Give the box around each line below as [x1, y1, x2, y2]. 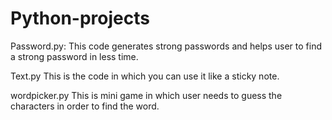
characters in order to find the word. [10, 100, 160, 112]
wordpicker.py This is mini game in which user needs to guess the [10, 89, 283, 101]
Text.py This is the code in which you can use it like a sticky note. [10, 70, 280, 82]
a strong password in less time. [10, 50, 139, 62]
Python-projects [10, 7, 150, 30]
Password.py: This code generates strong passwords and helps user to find [10, 40, 322, 52]
